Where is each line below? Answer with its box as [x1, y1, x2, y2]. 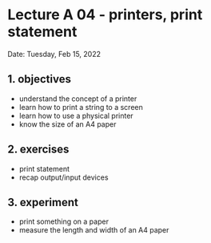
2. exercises [7, 143, 70, 156]
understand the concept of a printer [18, 94, 137, 103]
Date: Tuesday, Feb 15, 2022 [7, 49, 102, 59]
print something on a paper [18, 217, 109, 226]
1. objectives [7, 72, 71, 86]
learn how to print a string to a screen [18, 102, 143, 111]
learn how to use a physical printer [18, 111, 133, 120]
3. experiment [7, 195, 79, 209]
